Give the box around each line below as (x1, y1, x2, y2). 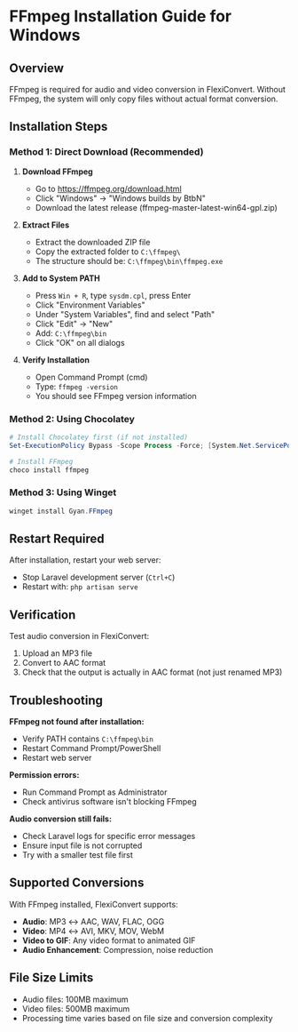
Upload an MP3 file (21, 648, 93, 659)
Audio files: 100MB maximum (21, 994, 129, 1004)
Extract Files (21, 220, 70, 230)
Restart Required (9, 532, 105, 547)
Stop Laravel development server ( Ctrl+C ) (21, 572, 176, 583)
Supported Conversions (9, 876, 145, 891)
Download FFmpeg (21, 166, 93, 177)
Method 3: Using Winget (9, 486, 117, 499)
